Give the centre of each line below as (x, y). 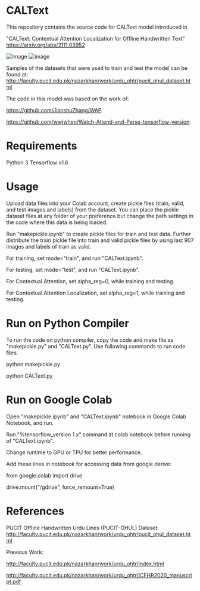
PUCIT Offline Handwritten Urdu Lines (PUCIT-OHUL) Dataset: (83, 528)
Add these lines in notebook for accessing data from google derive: (89, 464)
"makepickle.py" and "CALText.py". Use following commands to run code (96, 346)
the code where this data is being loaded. (57, 222)
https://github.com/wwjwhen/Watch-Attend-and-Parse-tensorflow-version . (99, 122)
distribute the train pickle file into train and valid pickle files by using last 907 (100, 240)
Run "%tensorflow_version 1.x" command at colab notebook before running (99, 434)
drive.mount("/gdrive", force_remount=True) (60, 487)
